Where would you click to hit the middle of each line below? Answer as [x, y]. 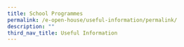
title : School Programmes [45, 13]
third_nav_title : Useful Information [63, 33]
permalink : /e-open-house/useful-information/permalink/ [92, 20]
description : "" [31, 26]
